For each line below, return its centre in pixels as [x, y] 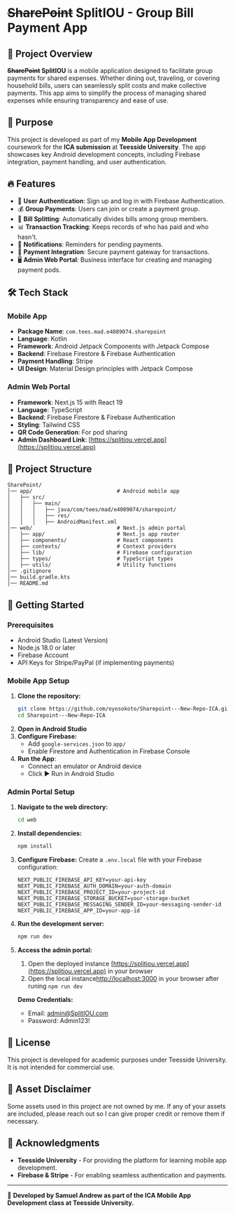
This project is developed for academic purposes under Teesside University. [117, 1060]
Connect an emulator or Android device [85, 766]
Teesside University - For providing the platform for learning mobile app [122, 1160]
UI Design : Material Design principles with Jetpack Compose [105, 369]
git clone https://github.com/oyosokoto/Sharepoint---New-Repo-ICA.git [124, 709]
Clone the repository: [49, 696]
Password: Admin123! [59, 1021]
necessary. [23, 1121]
